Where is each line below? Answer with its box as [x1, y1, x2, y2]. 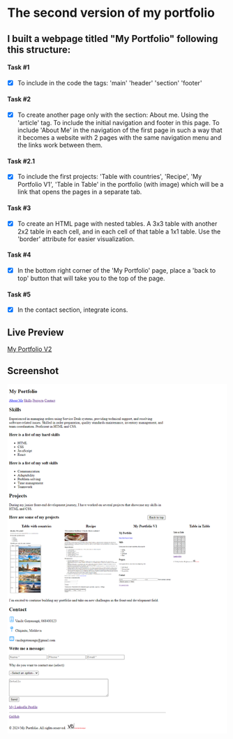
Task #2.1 [7, 157, 36, 165]
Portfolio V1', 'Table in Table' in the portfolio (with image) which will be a [17, 180, 224, 189]
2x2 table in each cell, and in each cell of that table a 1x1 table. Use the [17, 227, 221, 236]
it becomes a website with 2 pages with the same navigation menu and [17, 134, 222, 142]
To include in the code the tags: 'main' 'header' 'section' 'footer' [17, 78, 202, 87]
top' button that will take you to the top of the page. [17, 274, 165, 282]
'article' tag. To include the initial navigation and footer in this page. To [17, 119, 220, 127]
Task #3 [7, 203, 31, 212]
